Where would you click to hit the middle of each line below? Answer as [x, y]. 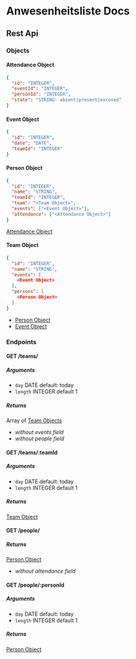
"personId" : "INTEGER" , [41, 95]
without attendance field [45, 571]
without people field [40, 439]
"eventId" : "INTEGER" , [40, 89]
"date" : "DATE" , [32, 143]
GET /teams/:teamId [32, 452]
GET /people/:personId [35, 585]
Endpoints [22, 342]
